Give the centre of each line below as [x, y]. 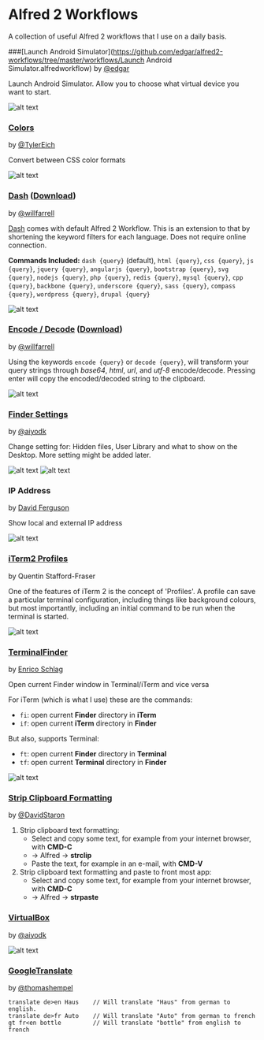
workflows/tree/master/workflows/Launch [76, 60]
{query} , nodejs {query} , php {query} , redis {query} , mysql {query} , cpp [126, 277]
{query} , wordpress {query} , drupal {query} [80, 294]
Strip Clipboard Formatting [60, 797]
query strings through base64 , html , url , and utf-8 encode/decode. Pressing [132, 370]
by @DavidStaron [37, 815]
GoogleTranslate [41, 971]
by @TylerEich [32, 145]
